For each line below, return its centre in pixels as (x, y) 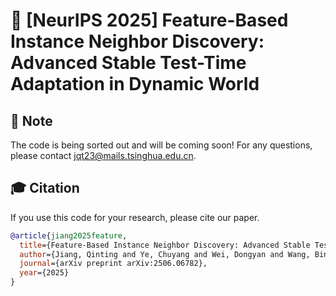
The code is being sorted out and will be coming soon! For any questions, (161, 145)
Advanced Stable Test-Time (128, 63)
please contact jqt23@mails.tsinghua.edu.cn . (103, 155)
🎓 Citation (45, 188)
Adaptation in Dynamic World (135, 84)
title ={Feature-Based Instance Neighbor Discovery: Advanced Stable (165, 245)
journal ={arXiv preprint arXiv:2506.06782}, (113, 264)
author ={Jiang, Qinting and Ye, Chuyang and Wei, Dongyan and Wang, (165, 254)
